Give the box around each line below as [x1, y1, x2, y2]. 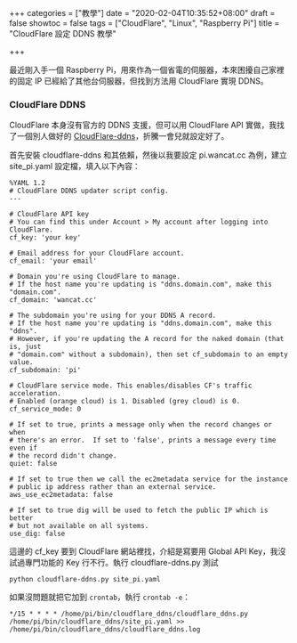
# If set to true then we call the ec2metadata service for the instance [9, 475, 289, 484]
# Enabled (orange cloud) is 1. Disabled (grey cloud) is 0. [9, 397, 241, 406]
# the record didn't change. [9, 452, 117, 460]
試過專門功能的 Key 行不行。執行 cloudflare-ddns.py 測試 [9, 558, 220, 568]
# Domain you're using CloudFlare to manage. [9, 273, 181, 281]
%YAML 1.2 [9, 179, 46, 188]
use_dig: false [9, 529, 66, 539]
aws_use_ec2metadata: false [9, 491, 114, 500]
